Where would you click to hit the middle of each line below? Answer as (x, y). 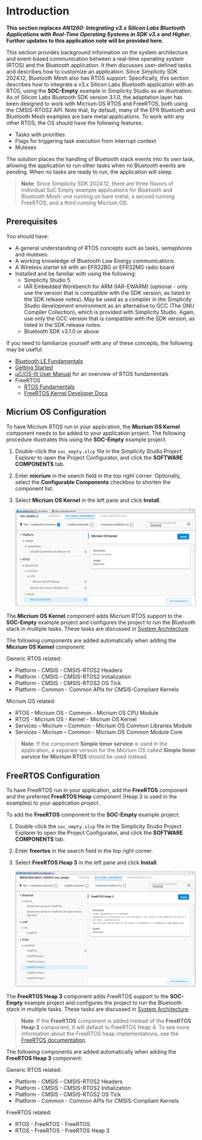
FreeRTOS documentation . (54, 1040)
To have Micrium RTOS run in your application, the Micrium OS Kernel (93, 426)
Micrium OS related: (31, 701)
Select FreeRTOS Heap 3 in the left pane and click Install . (86, 863)
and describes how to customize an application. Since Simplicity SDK (92, 71)
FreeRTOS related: (29, 1112)
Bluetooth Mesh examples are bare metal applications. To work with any (95, 116)
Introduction (38, 11)
